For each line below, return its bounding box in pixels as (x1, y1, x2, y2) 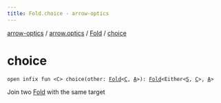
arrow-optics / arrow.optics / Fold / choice (7, 29, 127, 37)
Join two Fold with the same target (7, 87, 105, 96)
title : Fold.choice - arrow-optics (7, 10, 109, 17)
